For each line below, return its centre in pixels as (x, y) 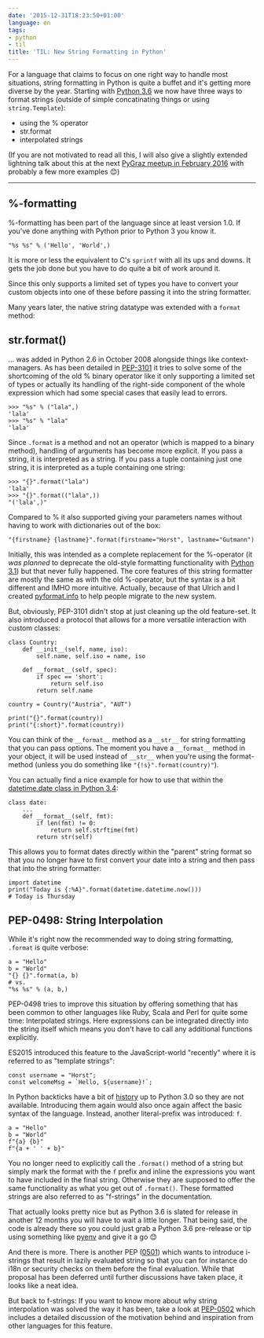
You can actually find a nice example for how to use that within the (116, 780)
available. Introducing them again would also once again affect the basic (125, 1105)
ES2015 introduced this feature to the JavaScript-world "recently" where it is (132, 1053)
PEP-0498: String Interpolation (86, 921)
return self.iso (77, 684)
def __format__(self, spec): (70, 670)
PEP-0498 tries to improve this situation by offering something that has (123, 1004)
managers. (26, 367)
